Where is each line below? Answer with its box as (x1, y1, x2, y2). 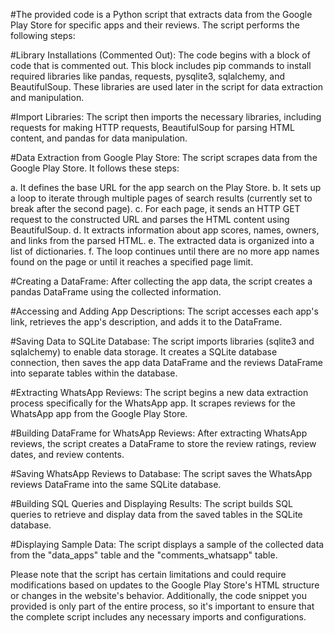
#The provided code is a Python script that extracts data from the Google (10, 9, 313, 20)
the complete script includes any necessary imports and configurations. (10, 611, 307, 623)
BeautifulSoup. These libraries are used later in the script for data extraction (10, 81, 323, 93)
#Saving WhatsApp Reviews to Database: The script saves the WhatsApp (10, 468, 313, 479)
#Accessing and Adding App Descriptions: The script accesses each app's (10, 305, 319, 317)
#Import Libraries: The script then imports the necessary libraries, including (10, 111, 322, 123)
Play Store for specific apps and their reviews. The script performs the (10, 19, 300, 31)
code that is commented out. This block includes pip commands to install (10, 60, 312, 71)
